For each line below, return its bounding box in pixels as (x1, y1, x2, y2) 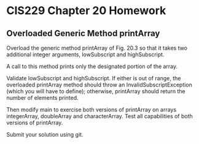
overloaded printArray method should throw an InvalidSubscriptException (6, 81, 192, 88)
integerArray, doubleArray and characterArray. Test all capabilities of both (6, 113, 193, 119)
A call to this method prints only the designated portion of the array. (6, 63, 178, 70)
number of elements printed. (6, 94, 79, 101)
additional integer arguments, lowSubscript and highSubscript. (6, 51, 165, 58)
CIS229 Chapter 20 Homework (6, 4, 166, 18)
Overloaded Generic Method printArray (6, 28, 160, 39)
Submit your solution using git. (6, 131, 84, 138)
